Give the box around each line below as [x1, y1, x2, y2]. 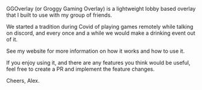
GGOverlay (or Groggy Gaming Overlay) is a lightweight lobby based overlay [6, 5, 196, 12]
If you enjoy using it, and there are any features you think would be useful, [6, 59, 191, 66]
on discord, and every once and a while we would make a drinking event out [6, 29, 196, 37]
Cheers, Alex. [6, 77, 40, 84]
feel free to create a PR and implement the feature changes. [6, 65, 155, 73]
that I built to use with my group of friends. [6, 11, 113, 19]
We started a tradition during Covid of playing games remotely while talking [6, 23, 194, 30]
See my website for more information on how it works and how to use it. [6, 47, 185, 55]
